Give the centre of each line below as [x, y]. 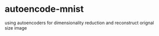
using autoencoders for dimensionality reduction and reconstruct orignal [79, 23]
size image [16, 28]
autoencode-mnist [44, 9]
